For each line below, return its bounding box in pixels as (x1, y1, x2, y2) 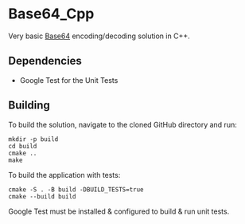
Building (8, 99, 50, 112)
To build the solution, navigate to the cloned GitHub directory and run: (8, 120, 237, 129)
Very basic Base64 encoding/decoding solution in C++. (8, 31, 190, 41)
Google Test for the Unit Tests (19, 75, 119, 84)
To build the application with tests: (8, 170, 121, 179)
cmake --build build (8, 192, 77, 200)
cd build (8, 142, 37, 150)
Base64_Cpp (8, 5, 95, 23)
